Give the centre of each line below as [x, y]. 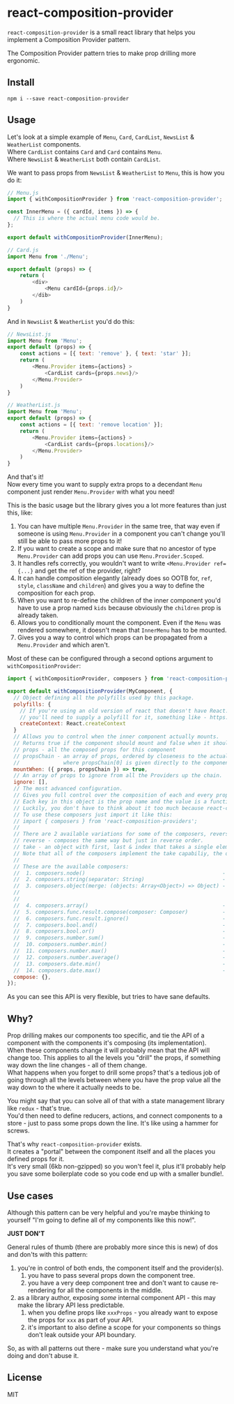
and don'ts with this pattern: [48, 1254]
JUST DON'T [26, 1233]
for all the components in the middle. [110, 1290]
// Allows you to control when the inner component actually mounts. [116, 737]
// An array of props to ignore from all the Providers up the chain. [118, 776]
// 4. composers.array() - [120, 906]
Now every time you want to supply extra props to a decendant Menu [105, 485]
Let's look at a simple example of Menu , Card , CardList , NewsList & [101, 137]
